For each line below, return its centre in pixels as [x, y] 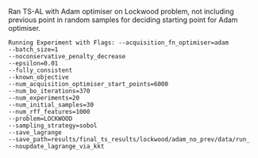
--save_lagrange [35, 133]
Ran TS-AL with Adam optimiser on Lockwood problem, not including [121, 11]
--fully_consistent [40, 70]
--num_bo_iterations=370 [49, 91]
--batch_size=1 [33, 50]
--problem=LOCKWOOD [40, 118]
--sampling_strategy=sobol [53, 126]
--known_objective [39, 77]
